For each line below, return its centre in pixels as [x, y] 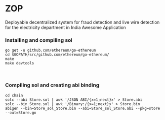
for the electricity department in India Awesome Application [65, 27]
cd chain [14, 95]
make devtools [20, 63]
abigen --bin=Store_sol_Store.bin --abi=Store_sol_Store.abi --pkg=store [83, 108]
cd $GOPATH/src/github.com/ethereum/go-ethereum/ [57, 55]
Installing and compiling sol [39, 40]
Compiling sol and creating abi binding [52, 85]
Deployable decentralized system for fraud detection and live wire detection [82, 22]
